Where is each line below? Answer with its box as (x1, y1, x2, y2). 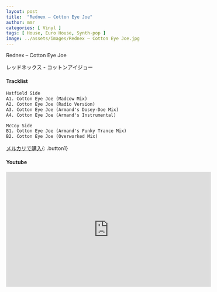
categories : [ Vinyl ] (6, 25, 61, 31)
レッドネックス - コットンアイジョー (6, 64, 94, 71)
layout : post (6, 8, 38, 15)
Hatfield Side (6, 91, 41, 96)
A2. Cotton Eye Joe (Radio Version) (6, 101, 95, 107)
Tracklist (6, 77, 28, 85)
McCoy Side (6, 123, 33, 128)
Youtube (6, 158, 27, 165)
